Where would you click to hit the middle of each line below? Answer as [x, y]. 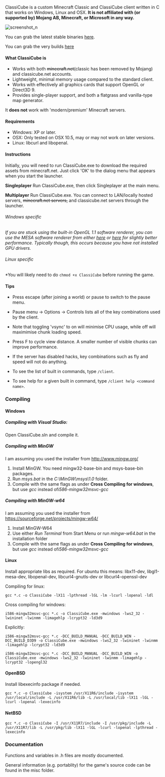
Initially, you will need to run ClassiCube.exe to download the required [76, 165]
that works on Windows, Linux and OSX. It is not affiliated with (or [73, 12]
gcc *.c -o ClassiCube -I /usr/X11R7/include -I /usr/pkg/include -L [78, 723]
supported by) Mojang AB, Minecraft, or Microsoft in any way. [70, 18]
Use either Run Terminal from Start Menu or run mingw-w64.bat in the [84, 533]
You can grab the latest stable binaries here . [50, 37]
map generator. [28, 101]
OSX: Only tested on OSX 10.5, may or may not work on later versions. [83, 138]
